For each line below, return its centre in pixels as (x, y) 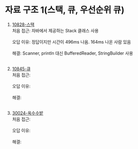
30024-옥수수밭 (28, 113)
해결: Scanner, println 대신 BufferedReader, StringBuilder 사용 (73, 53)
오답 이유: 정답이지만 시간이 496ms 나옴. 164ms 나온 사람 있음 (71, 42)
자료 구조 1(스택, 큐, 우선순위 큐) (65, 10)
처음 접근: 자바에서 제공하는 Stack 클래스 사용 (55, 30)
